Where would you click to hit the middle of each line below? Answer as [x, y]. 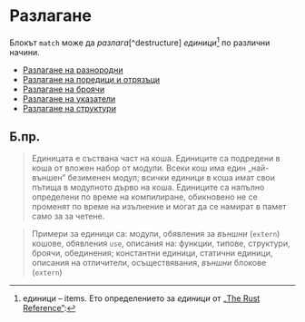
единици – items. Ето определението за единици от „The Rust [141, 298]
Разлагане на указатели [69, 98]
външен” [49, 178]
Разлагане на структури [69, 108]
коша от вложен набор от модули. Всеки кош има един [139, 168]
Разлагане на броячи [64, 89]
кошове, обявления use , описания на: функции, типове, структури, [161, 244]
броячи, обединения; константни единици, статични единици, [152, 253]
